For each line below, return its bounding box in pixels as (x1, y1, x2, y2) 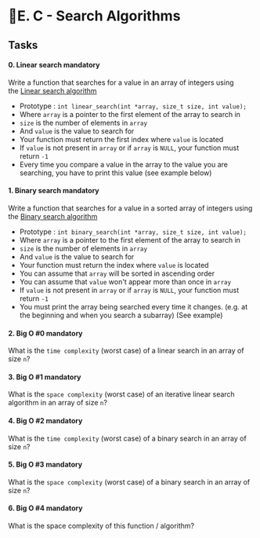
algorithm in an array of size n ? (8, 398, 108, 408)
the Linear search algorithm (8, 86, 97, 95)
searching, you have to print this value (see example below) (19, 168, 212, 178)
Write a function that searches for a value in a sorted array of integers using (8, 203, 253, 213)
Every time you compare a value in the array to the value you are (19, 159, 229, 169)
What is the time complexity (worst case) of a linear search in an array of (8, 346, 244, 356)
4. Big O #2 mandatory (8, 415, 83, 425)
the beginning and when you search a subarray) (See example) (19, 310, 223, 320)
